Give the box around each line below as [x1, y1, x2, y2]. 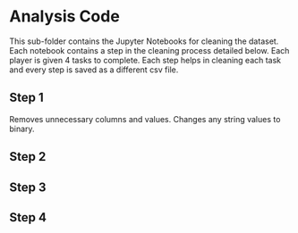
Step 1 [9, 90, 45, 105]
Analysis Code [9, 6, 121, 27]
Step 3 [9, 179, 47, 195]
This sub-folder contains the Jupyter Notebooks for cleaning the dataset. [9, 36, 279, 46]
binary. [9, 123, 35, 134]
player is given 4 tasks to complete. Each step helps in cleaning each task [9, 54, 282, 65]
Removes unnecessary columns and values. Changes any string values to [9, 113, 281, 124]
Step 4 [9, 210, 47, 225]
